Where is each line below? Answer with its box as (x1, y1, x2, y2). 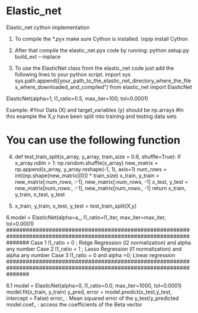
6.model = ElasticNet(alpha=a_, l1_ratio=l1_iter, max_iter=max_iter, (6, 213, 167, 221)
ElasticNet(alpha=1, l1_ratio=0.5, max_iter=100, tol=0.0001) (6, 95, 149, 102)
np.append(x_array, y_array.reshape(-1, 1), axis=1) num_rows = (14, 165, 167, 173)
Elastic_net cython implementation (6, 24, 90, 31)
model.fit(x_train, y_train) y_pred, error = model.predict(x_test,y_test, (6, 288, 173, 295)
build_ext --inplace (14, 53, 61, 60)
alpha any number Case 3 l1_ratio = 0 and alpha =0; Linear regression (6, 251, 176, 258)
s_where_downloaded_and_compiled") (14, 83, 109, 90)
